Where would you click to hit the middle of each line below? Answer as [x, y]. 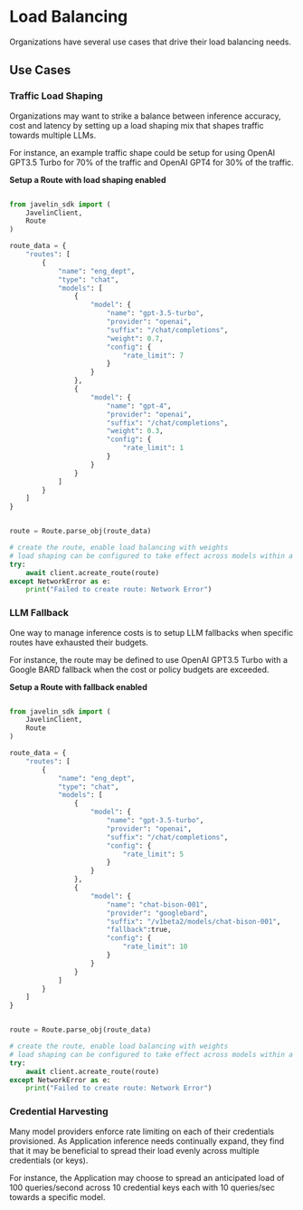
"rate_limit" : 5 [153, 854]
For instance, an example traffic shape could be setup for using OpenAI [142, 152]
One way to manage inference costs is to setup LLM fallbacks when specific [151, 632]
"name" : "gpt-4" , [139, 406]
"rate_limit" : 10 [155, 947]
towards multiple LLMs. [53, 135]
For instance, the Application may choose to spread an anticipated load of [147, 1177]
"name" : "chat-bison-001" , [157, 904]
